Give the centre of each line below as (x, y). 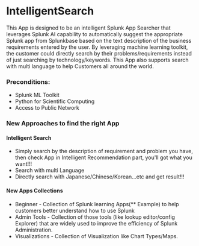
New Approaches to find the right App (63, 124)
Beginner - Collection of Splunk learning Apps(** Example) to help (97, 204)
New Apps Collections (35, 191)
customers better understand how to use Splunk (75, 210)
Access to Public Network (47, 108)
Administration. (34, 230)
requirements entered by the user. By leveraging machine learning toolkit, (97, 47)
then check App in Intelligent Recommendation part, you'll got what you (103, 157)
